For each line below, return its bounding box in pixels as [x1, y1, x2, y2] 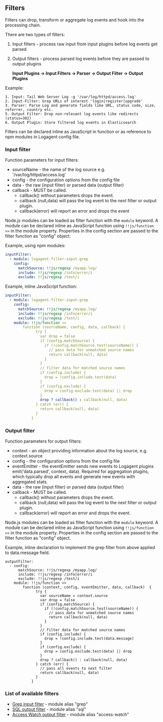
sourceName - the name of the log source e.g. [12, 167, 106, 172]
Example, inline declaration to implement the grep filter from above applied [5, 545, 155, 551]
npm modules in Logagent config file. [5, 134, 81, 140]
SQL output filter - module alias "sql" [12, 706, 86, 712]
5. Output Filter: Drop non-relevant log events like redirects [5, 111, 139, 116]
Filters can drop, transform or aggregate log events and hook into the [5, 17, 144, 22]
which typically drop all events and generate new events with [12, 474, 135, 480]
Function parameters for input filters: [5, 157, 79, 163]
